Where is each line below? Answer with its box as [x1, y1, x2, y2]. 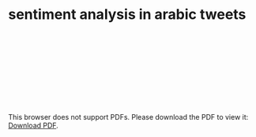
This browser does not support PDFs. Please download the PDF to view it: [8, 112, 249, 121]
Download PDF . [8, 120, 59, 130]
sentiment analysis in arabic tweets [8, 6, 247, 24]
